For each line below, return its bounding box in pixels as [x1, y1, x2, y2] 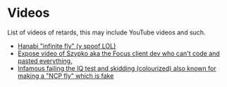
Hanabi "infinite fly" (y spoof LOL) [17, 41, 116, 50]
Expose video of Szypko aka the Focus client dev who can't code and [17, 49, 220, 58]
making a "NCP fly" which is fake [17, 72, 114, 80]
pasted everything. [17, 56, 73, 65]
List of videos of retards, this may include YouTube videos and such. [7, 28, 206, 36]
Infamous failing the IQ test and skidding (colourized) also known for [17, 64, 216, 72]
